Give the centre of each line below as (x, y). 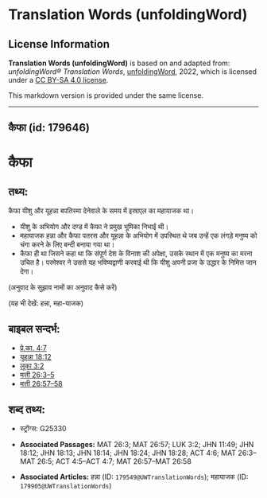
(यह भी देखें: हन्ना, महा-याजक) (46, 303)
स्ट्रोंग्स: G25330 (43, 429)
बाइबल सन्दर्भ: (35, 329)
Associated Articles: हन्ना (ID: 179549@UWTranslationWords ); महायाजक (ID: (134, 477)
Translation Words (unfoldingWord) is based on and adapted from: (119, 63)
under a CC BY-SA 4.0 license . (58, 80)
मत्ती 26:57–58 (41, 384)
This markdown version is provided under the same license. (106, 95)
